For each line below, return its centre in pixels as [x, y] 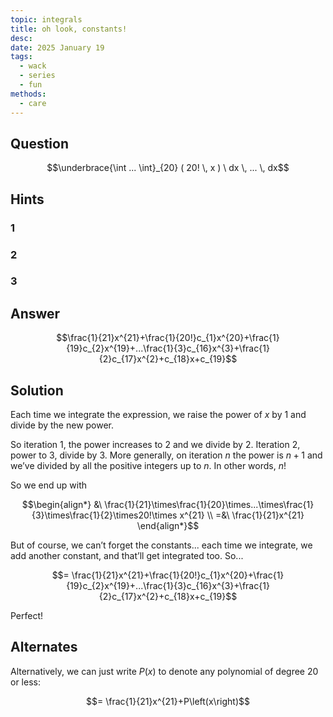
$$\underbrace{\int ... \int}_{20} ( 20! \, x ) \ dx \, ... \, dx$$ [168, 168]
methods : [28, 94]
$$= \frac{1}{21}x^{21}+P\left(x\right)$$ [168, 701]
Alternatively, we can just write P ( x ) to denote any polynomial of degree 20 [164, 671]
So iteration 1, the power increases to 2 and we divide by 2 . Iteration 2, [155, 445]
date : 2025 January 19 [57, 47]
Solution [37, 390]
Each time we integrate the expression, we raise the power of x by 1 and [158, 415]
